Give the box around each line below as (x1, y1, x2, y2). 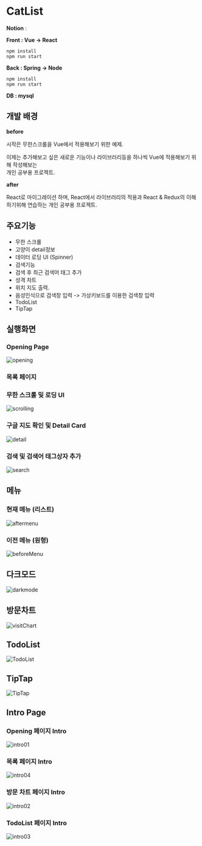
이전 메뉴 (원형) (6, 536, 49, 544)
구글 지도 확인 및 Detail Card (6, 421, 86, 430)
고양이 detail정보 (15, 245, 56, 253)
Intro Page (6, 707, 46, 718)
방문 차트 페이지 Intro (6, 788, 66, 797)
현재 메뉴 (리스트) (6, 505, 55, 514)
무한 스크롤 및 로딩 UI (6, 391, 65, 399)
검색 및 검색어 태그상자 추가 (6, 452, 82, 460)
